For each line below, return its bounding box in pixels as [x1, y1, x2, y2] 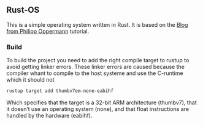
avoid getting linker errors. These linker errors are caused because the [6, 63, 185, 71]
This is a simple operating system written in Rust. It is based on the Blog [6, 21, 188, 28]
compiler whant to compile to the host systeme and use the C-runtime [6, 70, 183, 77]
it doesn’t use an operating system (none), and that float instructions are [6, 105, 189, 112]
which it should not [6, 76, 55, 84]
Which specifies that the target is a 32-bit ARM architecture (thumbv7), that [6, 99, 197, 106]
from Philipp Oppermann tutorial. [6, 27, 90, 35]
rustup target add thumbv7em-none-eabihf [6, 88, 114, 94]
